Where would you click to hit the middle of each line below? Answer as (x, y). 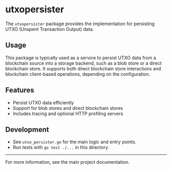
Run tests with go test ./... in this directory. (61, 147)
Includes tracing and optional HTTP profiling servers (68, 114)
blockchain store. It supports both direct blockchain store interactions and (83, 68)
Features (20, 90)
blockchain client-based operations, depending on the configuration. (78, 74)
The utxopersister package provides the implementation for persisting (80, 24)
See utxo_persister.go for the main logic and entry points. (74, 142)
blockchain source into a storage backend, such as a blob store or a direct (84, 63)
